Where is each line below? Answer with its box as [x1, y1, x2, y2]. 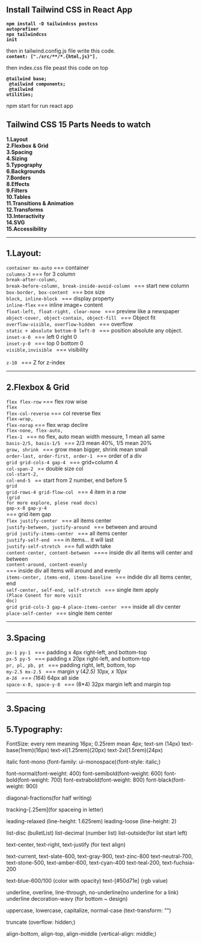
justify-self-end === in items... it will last [6, 536, 114, 544]
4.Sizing [6, 155, 28, 162]
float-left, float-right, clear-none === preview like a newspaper [6, 308, 180, 315]
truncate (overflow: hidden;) [6, 918, 76, 926]
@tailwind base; [6, 75, 47, 82]
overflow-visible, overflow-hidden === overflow [6, 320, 133, 328]
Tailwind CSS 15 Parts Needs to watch [6, 120, 151, 130]
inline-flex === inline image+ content [6, 301, 103, 309]
